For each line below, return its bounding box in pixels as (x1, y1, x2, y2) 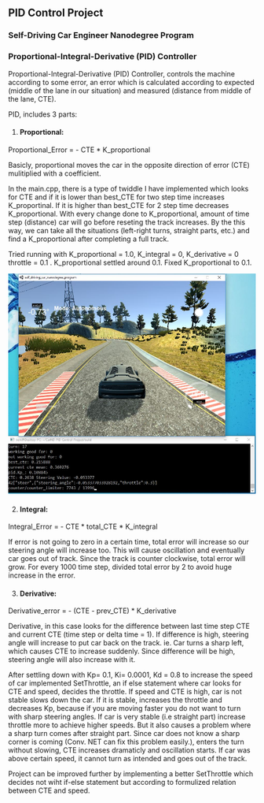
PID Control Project (8, 6, 104, 20)
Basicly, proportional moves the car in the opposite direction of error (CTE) (8, 160, 250, 169)
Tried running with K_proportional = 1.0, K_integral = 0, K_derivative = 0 (8, 249, 240, 258)
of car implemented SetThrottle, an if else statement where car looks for (8, 678, 242, 688)
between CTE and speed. (8, 786, 90, 795)
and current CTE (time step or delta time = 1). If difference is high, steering (8, 630, 249, 639)
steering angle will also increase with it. (8, 655, 136, 664)
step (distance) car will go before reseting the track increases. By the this (8, 217, 246, 227)
